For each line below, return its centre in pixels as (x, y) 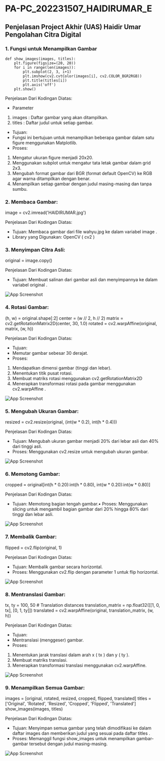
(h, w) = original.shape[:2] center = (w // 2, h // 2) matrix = (64, 318)
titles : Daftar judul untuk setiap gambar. (53, 123)
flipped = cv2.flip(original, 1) (34, 548)
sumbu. (20, 189)
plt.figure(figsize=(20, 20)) (45, 63)
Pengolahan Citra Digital (43, 34)
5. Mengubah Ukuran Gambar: (42, 411)
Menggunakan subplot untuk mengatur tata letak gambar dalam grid (82, 163)
